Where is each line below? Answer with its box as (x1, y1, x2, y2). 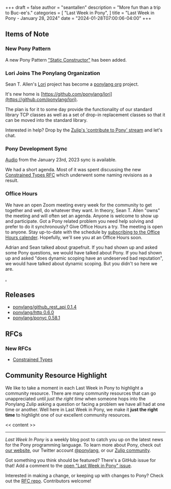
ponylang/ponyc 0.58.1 (12, 315, 60, 321)
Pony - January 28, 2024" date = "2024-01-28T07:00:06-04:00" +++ (5, 15, 152, 21)
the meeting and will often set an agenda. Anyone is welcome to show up (5, 213, 159, 219)
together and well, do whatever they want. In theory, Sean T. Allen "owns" (5, 207, 160, 213)
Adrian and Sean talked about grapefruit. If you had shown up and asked (5, 244, 158, 250)
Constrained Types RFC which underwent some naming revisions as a (5, 172, 152, 178)
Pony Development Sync (5, 145, 68, 152)
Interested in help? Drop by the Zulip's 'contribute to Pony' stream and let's (5, 127, 163, 133)
